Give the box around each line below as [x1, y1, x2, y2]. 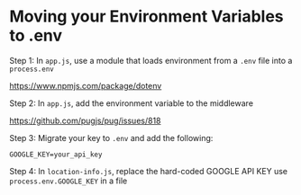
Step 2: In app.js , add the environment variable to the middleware [9, 97, 254, 109]
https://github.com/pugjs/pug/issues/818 [9, 115, 161, 126]
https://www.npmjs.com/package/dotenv [9, 80, 162, 91]
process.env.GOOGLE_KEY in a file [9, 175, 128, 186]
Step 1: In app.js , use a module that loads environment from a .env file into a [9, 55, 293, 66]
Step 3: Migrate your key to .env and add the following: [9, 132, 214, 143]
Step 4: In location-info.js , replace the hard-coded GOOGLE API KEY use [9, 165, 288, 176]
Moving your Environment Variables [9, 6, 284, 27]
